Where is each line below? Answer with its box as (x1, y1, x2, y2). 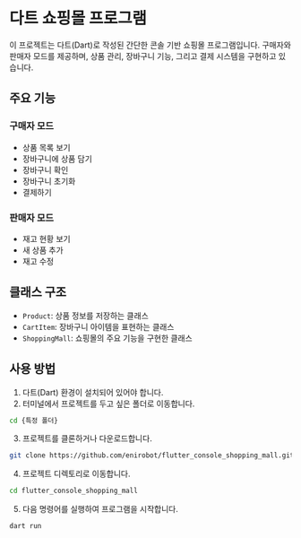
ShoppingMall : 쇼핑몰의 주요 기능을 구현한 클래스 (21, 333, 193, 343)
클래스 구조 (9, 284, 67, 300)
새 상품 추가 (21, 244, 64, 256)
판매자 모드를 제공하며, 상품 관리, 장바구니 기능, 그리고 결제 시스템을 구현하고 (9, 50, 277, 61)
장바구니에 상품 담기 (21, 153, 92, 164)
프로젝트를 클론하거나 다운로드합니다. (21, 433, 152, 444)
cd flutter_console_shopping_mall (9, 486, 139, 496)
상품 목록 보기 (21, 142, 71, 152)
